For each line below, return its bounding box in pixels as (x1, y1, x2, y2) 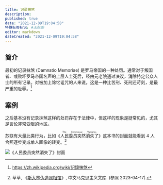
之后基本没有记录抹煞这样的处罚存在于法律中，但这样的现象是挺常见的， (5, 115, 149, 121)
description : (5, 12, 32, 17)
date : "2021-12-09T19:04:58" (5, 20, 64, 26)
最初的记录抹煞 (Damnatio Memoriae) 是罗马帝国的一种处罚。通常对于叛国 (5, 67, 153, 73)
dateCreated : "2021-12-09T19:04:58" (5, 34, 79, 39)
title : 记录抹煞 (5, 7, 35, 12)
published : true (5, 16, 38, 21)
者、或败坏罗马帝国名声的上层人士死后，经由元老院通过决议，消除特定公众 (5, 73, 154, 79)
